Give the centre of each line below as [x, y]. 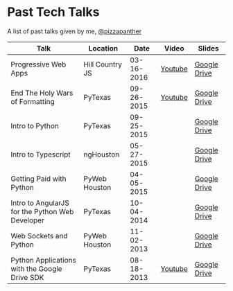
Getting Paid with [39, 179]
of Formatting [33, 101]
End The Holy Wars [42, 93]
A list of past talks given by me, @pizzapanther [75, 31]
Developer [28, 220]
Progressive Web [38, 64]
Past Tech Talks [53, 12]
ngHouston [101, 155]
